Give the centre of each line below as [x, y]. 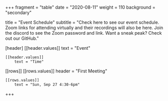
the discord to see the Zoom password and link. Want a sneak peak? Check [84, 33]
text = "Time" [29, 62]
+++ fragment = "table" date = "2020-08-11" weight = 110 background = [80, 7]
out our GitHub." [22, 38]
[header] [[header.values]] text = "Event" [48, 48]
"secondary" [18, 13]
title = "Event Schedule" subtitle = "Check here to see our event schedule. [82, 22]
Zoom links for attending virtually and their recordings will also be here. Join [84, 28]
